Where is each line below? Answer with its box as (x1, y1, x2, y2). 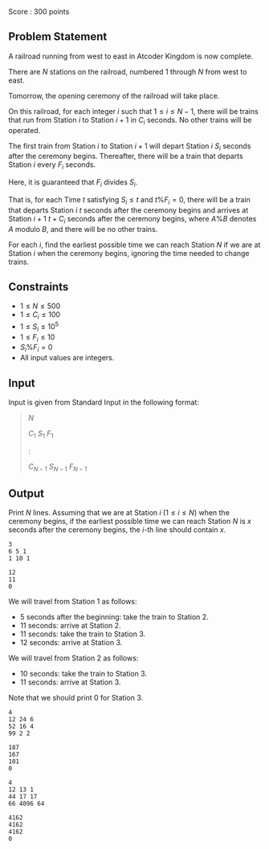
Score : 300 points (8, 7, 70, 16)
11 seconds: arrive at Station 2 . (19, 621, 122, 631)
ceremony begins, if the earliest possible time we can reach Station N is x (8, 517, 251, 526)
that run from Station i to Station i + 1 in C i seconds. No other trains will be (8, 115, 252, 127)
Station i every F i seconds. (8, 160, 96, 172)
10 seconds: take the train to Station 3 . (19, 669, 147, 679)
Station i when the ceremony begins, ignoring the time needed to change (8, 248, 251, 258)
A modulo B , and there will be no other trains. (8, 224, 158, 234)
